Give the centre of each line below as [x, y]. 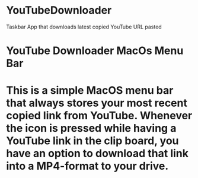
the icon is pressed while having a [91, 128]
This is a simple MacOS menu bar [90, 90]
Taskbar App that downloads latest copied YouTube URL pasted [84, 27]
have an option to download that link [97, 153]
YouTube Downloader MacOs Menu [95, 51]
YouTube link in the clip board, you [92, 141]
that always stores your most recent [97, 103]
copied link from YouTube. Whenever [99, 116]
